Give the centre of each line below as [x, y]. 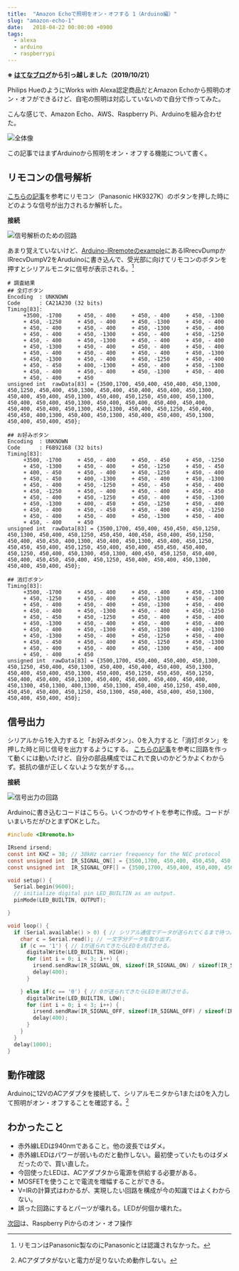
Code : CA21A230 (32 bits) [55, 303]
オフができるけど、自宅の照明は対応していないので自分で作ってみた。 [122, 99]
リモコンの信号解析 [49, 178]
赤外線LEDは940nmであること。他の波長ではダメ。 [93, 1146]
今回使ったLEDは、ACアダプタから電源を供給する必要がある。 [109, 1172]
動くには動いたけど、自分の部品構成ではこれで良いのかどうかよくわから [119, 758]
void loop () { [28, 926]
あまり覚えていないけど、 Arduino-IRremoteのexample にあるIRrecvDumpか [117, 250]
